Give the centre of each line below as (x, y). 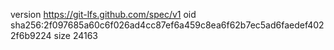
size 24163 (76, 35)
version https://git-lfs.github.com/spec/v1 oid (103, 14)
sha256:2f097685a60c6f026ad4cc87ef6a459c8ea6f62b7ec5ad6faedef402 (167, 25)
